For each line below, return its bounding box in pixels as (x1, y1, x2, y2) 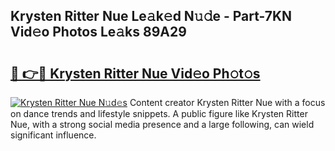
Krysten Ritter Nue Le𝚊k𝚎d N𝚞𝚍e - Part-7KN (10, 8, 293, 25)
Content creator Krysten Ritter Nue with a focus (129, 97, 326, 108)
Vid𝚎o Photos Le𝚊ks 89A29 (10, 24, 187, 41)
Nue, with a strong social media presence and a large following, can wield (10, 119, 315, 130)
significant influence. (10, 129, 97, 141)
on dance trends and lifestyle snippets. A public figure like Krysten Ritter (10, 108, 308, 119)
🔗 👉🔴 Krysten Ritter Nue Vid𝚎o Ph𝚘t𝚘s (10, 65, 261, 82)
